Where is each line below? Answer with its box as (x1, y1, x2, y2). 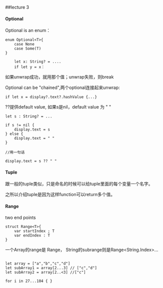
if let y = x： (14, 64, 45, 69)
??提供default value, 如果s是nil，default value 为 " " (5, 104, 111, 110)
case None (14, 42, 35, 47)
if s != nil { (5, 122, 35, 128)
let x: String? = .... (14, 59, 61, 64)
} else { (5, 131, 23, 136)
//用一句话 (5, 150, 25, 155)
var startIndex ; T (14, 228, 55, 233)
